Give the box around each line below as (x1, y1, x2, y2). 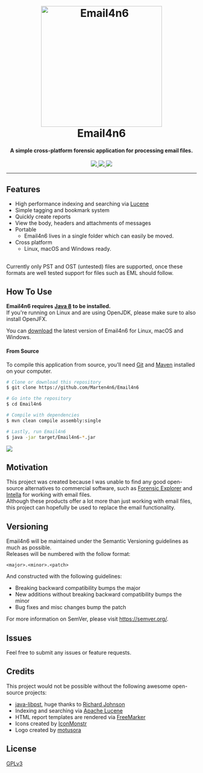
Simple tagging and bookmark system (14, 207, 110, 214)
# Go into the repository (6, 395, 71, 402)
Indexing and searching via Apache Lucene (14, 707, 123, 714)
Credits (6, 667, 35, 677)
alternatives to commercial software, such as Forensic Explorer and (25, 485, 193, 492)
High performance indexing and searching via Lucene (14, 200, 149, 207)
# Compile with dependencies (6, 412, 80, 418)
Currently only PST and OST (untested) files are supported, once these (6, 262, 183, 270)
